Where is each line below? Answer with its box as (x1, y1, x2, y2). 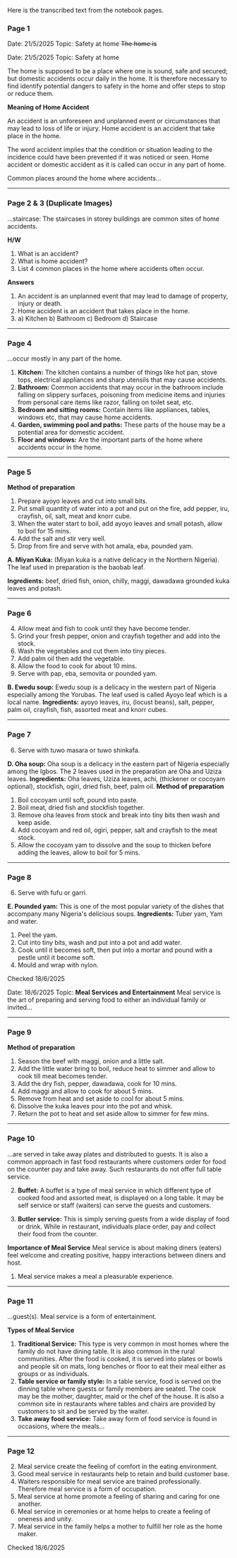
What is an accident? (17, 249, 79, 258)
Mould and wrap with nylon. (17, 961, 99, 970)
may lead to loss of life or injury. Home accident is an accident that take (7, 124, 215, 133)
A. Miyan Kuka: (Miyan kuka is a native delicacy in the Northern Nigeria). (7, 555, 220, 564)
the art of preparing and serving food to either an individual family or (7, 996, 207, 1004)
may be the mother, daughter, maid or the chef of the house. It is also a (17, 1391, 224, 1400)
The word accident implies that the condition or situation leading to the (7, 145, 213, 154)
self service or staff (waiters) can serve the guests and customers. (17, 1201, 212, 1209)
